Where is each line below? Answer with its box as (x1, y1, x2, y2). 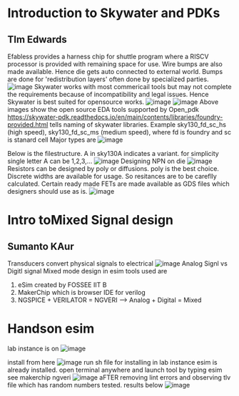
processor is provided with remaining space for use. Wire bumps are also (7, 60, 223, 68)
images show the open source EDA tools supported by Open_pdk (7, 105, 200, 113)
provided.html (7, 120, 49, 129)
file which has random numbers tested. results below (7, 380, 163, 389)
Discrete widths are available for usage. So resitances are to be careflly (7, 172, 218, 180)
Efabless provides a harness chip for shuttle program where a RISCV (7, 52, 209, 61)
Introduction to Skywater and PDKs (7, 5, 220, 21)
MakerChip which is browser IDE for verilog (17, 288, 146, 296)
